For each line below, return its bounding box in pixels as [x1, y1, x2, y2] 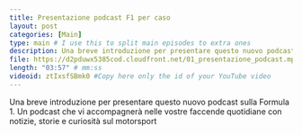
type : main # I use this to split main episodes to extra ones [9, 38, 252, 48]
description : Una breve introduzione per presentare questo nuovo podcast [9, 47, 296, 56]
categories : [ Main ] [9, 30, 83, 39]
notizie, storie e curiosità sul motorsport [9, 115, 157, 126]
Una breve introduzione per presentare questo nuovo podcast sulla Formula [9, 96, 290, 107]
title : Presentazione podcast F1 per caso [9, 13, 171, 22]
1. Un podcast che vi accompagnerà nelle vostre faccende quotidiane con [9, 105, 282, 117]
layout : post [9, 22, 58, 31]
